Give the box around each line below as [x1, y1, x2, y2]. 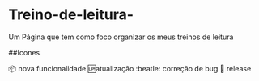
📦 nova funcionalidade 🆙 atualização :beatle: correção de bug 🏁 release [8, 63, 252, 73]
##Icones [8, 47, 40, 57]
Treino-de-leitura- [8, 6, 134, 24]
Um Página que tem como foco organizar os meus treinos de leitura [8, 32, 234, 42]
